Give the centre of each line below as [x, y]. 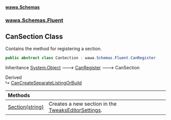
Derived [13, 77]
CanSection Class [34, 36]
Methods [19, 95]
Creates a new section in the [83, 104]
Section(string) [26, 107]
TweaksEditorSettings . [76, 110]
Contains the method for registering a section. [53, 49]
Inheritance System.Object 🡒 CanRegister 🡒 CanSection [73, 68]
